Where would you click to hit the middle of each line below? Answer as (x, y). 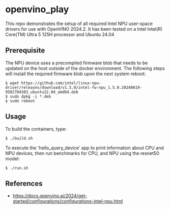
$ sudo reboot (20, 101)
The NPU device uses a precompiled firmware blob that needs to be (77, 63)
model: (12, 158)
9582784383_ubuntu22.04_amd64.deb (42, 92)
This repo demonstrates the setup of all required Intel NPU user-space (79, 24)
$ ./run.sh (17, 168)
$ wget (12, 83)
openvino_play (37, 9)
